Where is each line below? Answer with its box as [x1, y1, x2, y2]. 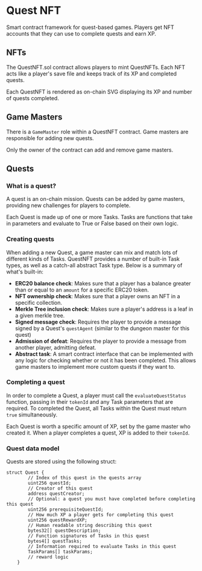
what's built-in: [6, 268, 43, 275]
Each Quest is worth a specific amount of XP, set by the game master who [6, 423, 191, 430]
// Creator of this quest [28, 485, 93, 492]
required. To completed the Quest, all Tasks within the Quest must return [6, 404, 187, 412]
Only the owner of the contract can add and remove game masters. [6, 146, 174, 153]
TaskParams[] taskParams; [28, 549, 93, 555]
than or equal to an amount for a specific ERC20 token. [14, 286, 150, 293]
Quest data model [6, 444, 60, 453]
